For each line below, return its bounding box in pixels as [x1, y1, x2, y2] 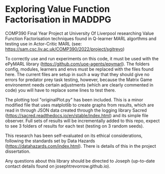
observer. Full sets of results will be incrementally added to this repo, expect [5, 118, 160, 124]
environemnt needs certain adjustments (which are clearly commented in [5, 82, 154, 87]
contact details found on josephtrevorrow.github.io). [5, 163, 111, 169]
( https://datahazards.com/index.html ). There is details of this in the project [5, 143, 156, 149]
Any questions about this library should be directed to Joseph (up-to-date [5, 158, 155, 164]
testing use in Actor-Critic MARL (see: [5, 41, 82, 46]
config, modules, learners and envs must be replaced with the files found [5, 66, 154, 72]
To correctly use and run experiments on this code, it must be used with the [5, 55, 159, 61]
